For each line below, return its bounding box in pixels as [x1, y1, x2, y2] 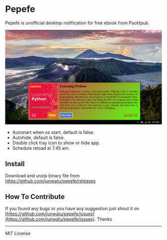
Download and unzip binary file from [5, 173, 80, 179]
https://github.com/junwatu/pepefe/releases [5, 178, 96, 184]
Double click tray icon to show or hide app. [12, 140, 100, 146]
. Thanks [94, 216, 112, 222]
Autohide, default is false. [12, 135, 65, 141]
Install [5, 160, 25, 168]
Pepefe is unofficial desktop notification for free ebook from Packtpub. [5, 20, 150, 26]
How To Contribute [5, 192, 65, 201]
